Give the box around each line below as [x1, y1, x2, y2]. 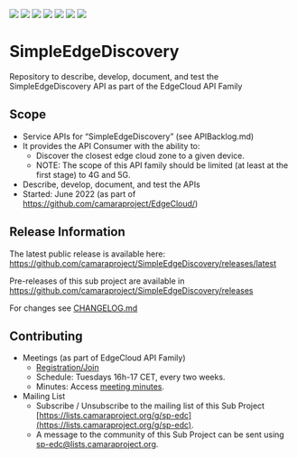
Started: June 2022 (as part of [22, 188, 136, 199]
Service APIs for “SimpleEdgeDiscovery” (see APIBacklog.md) [22, 131, 255, 142]
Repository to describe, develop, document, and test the [9, 70, 219, 81]
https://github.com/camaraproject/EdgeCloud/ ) [22, 198, 199, 209]
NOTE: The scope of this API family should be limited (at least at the [35, 159, 289, 171]
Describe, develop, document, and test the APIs [22, 179, 200, 190]
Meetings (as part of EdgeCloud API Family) [22, 352, 187, 363]
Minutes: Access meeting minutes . [35, 381, 165, 392]
